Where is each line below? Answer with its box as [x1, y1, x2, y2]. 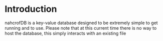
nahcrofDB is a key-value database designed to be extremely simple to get [4, 20, 158, 26]
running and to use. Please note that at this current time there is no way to [4, 25, 157, 31]
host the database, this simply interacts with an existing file [4, 30, 127, 36]
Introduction [4, 3, 57, 15]
